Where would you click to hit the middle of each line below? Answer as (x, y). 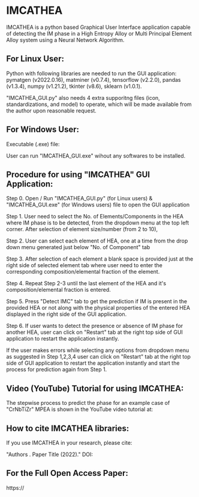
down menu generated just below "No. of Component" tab (78, 247)
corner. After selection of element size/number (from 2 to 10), (82, 229)
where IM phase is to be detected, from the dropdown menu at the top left (98, 223)
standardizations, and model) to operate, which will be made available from (99, 104)
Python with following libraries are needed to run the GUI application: (91, 73)
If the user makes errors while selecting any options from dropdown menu (98, 350)
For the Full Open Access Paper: (67, 473)
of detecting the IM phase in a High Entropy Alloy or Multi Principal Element (99, 33)
